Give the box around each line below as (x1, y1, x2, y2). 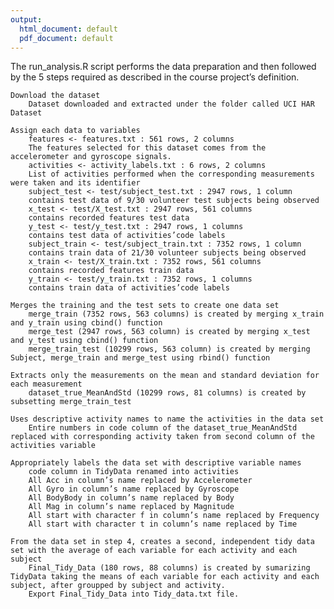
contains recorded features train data (28, 266, 195, 276)
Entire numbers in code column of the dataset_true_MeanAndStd (28, 423, 298, 433)
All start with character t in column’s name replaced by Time (28, 519, 298, 530)
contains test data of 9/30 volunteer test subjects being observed (28, 196, 320, 206)
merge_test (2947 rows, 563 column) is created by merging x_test (28, 327, 311, 337)
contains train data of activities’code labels (28, 283, 230, 293)
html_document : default (19, 24, 118, 34)
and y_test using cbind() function (10, 336, 159, 346)
